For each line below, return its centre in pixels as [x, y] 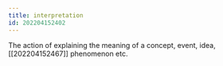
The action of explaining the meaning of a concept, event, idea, [112, 45]
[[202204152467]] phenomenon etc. [68, 53]
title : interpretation [46, 15]
